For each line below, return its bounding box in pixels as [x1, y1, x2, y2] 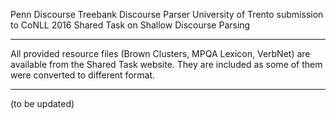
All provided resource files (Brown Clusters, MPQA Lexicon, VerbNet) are [10, 48, 311, 59]
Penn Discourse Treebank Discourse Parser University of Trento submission [10, 9, 324, 20]
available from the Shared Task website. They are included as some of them [10, 59, 323, 70]
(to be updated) [10, 98, 75, 109]
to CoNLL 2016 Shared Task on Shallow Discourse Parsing [10, 19, 251, 31]
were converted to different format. [10, 69, 156, 81]
